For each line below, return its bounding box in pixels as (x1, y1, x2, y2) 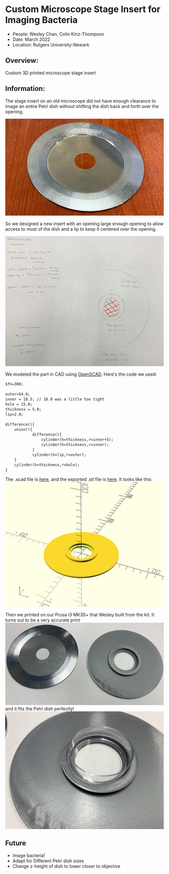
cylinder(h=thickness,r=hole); (14, 462, 80, 468)
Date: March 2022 (12, 36, 50, 42)
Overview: (5, 57, 39, 65)
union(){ (14, 427, 33, 432)
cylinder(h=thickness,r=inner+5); (41, 437, 114, 442)
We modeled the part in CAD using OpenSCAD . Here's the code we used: (5, 371, 157, 377)
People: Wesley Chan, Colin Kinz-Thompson (12, 31, 105, 37)
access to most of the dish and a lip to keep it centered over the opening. (5, 226, 157, 232)
